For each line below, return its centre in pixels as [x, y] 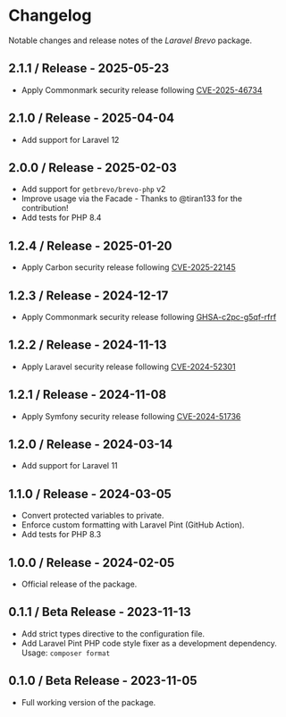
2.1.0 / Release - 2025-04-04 [92, 118]
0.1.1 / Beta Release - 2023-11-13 [100, 612]
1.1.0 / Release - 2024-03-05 [90, 494]
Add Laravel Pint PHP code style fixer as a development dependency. [149, 643]
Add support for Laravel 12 [70, 139]
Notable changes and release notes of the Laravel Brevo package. [130, 40]
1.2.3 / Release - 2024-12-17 [88, 295]
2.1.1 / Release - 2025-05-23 [89, 68]
